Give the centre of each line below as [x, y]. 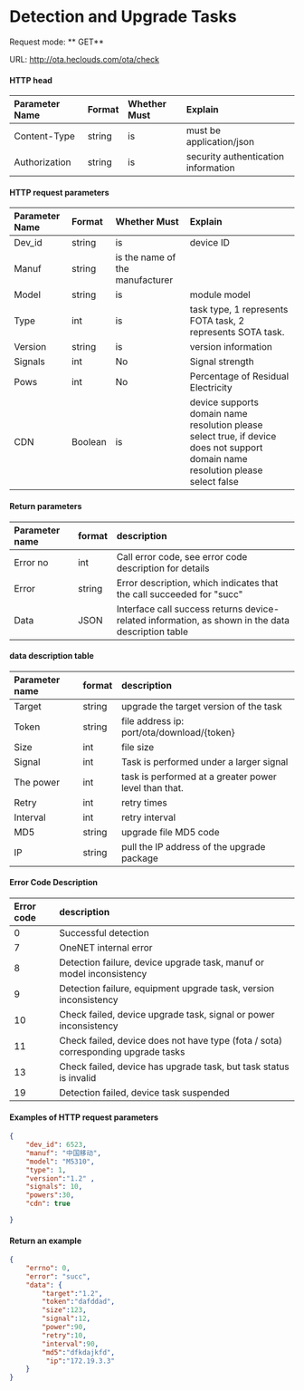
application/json [220, 142]
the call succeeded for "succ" [180, 594]
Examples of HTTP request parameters [84, 1117]
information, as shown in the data [219, 620]
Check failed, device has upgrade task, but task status [174, 1067]
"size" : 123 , [65, 1310]
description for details [163, 568]
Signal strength [222, 362]
